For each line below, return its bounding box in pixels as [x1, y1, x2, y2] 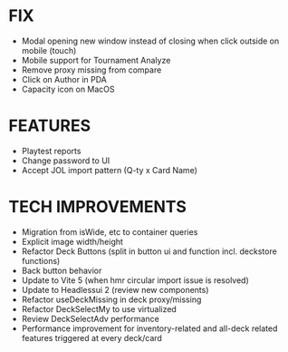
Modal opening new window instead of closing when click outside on [21, 35, 280, 46]
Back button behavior [21, 265, 102, 276]
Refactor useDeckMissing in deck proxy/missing [21, 294, 202, 305]
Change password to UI [21, 155, 110, 166]
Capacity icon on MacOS [21, 83, 115, 94]
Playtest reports [21, 145, 82, 156]
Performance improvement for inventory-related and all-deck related [21, 323, 278, 334]
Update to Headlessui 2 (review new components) [21, 284, 209, 295]
